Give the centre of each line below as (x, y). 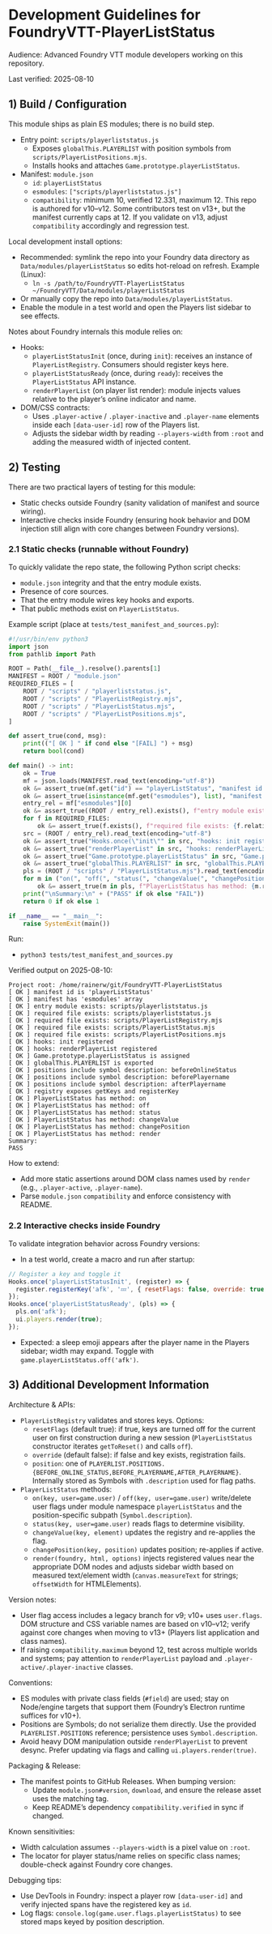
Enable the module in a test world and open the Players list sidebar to (136, 307)
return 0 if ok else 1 (61, 901)
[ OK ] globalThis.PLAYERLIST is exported (81, 1063)
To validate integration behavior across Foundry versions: (104, 1243)
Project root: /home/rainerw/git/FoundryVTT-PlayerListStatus (115, 985)
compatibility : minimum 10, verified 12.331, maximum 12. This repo (144, 199)
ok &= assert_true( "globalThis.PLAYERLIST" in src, (112, 864)
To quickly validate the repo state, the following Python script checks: (125, 567)
